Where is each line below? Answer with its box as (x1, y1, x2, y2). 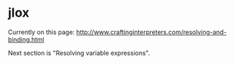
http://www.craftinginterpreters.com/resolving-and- (75, 28, 227, 36)
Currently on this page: (8, 28, 75, 36)
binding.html (8, 35, 44, 43)
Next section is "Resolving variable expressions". (8, 49, 150, 57)
